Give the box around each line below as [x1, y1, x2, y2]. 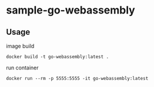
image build [6, 42, 35, 49]
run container [6, 64, 39, 71]
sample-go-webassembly [6, 4, 135, 17]
